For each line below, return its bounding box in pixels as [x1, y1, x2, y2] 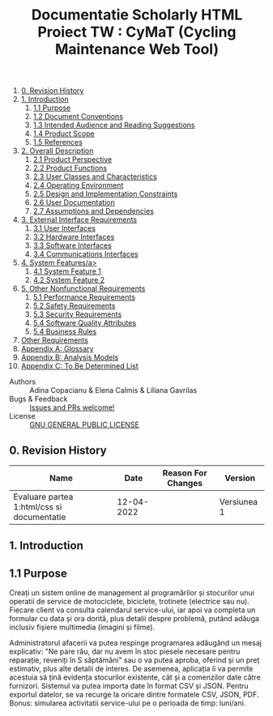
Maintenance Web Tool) [54, 40, 220, 58]
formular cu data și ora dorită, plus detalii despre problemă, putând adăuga [9, 614, 260, 624]
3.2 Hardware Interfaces [32, 232, 115, 242]
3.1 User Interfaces [32, 224, 96, 233]
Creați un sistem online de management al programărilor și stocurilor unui [9, 588, 254, 598]
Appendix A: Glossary [20, 344, 94, 354]
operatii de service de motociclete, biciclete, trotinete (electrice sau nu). [9, 597, 250, 607]
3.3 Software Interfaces [32, 241, 112, 250]
